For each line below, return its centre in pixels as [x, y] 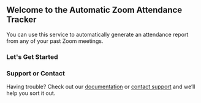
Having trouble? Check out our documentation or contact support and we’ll [101, 87]
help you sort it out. [31, 93]
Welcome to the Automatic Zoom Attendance [94, 10]
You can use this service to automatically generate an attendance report [97, 34]
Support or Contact [36, 73]
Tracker [21, 20]
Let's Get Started [32, 56]
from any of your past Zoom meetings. [55, 41]
